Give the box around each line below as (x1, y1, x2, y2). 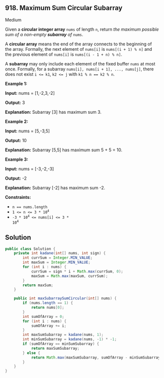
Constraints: (5, 194, 31, 200)
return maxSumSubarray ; (31, 346, 80, 351)
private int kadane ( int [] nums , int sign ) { (14, 251, 106, 256)
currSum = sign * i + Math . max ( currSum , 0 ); (31, 269, 123, 274)
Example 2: (5, 118, 28, 124)
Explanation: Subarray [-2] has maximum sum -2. (5, 185, 105, 190)
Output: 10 (5, 137, 27, 143)
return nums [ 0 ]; (31, 305, 64, 310)
